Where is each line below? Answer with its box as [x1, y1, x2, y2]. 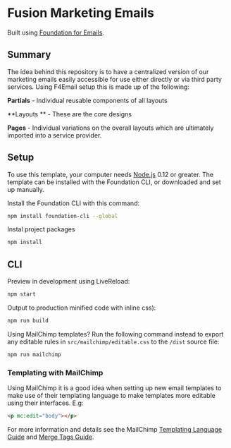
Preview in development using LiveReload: [7, 277, 130, 286]
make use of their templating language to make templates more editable [7, 392, 216, 400]
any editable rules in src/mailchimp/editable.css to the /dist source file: [7, 337, 220, 346]
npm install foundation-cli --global [7, 212, 118, 219]
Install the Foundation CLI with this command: [7, 199, 139, 207]
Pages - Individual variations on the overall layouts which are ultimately [7, 123, 214, 132]
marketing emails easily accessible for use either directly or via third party [7, 75, 222, 83]
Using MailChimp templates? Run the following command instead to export [7, 329, 224, 338]
